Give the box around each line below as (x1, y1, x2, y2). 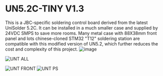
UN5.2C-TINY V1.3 (5, 3, 84, 14)
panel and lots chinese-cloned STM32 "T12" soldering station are (5, 35, 140, 41)
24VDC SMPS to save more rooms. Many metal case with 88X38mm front (5, 30, 157, 36)
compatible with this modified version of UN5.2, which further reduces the (5, 40, 158, 46)
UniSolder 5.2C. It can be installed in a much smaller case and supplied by (5, 24, 158, 30)
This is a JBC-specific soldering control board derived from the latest (5, 19, 148, 25)
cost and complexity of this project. (5, 46, 78, 52)
